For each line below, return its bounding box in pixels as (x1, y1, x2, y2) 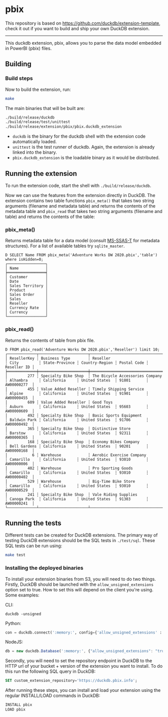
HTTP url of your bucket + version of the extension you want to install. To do (5, 663, 163, 669)
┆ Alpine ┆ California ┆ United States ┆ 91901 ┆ (5, 391, 149, 396)
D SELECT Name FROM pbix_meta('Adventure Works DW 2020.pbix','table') (5, 253, 157, 258)
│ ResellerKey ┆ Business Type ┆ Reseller (5, 356, 111, 361)
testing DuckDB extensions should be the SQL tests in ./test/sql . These (5, 538, 155, 544)
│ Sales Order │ (5, 292, 48, 297)
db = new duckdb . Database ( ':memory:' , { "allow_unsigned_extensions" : (5, 649, 153, 654)
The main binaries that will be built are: (5, 105, 85, 111)
